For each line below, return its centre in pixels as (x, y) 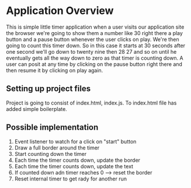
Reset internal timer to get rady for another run (71, 179)
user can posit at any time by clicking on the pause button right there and (94, 64)
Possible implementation (52, 128)
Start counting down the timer (51, 154)
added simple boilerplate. (37, 109)
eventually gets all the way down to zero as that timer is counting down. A (95, 58)
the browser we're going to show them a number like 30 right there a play (94, 33)
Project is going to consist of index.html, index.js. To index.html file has (91, 103)
